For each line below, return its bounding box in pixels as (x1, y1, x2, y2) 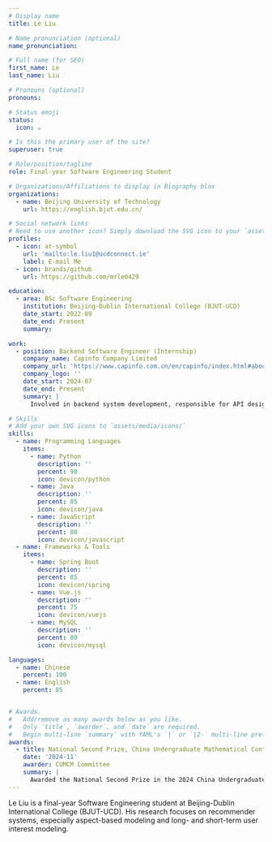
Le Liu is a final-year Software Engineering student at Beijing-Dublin (8, 797, 235, 808)
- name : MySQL (29, 619, 79, 627)
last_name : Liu (8, 71, 60, 80)
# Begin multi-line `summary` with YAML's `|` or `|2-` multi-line (8, 730, 249, 739)
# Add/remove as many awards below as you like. (8, 715, 183, 723)
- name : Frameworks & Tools (15, 543, 111, 551)
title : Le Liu (8, 19, 57, 28)
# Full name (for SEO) (8, 56, 85, 65)
